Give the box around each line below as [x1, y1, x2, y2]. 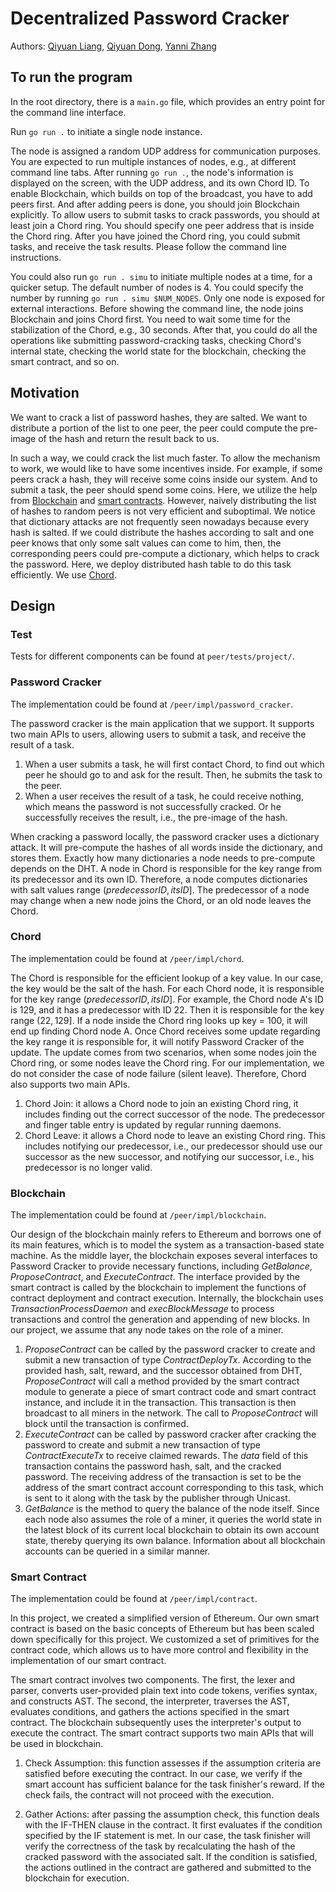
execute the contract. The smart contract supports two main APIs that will [10, 1727, 314, 1739]
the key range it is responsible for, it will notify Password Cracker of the [10, 1035, 305, 1047]
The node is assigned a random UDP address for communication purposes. [10, 145, 321, 157]
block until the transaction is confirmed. [24, 1418, 189, 1430]
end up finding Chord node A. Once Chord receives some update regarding [10, 1025, 321, 1037]
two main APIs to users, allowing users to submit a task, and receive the [10, 728, 307, 740]
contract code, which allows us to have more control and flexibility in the [10, 1644, 309, 1656]
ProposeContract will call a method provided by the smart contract [24, 1375, 300, 1387]
